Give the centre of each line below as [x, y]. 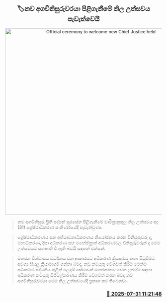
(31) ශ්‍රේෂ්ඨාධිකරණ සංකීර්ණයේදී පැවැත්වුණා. [60, 227]
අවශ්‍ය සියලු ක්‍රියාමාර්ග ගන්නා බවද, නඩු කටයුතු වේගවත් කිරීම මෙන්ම [82, 264]
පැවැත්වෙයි [83, 19]
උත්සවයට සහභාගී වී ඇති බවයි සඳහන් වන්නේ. [61, 248]
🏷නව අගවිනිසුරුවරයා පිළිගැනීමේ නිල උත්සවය [83, 9]
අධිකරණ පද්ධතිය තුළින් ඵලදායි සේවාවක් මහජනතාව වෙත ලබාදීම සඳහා [85, 269]
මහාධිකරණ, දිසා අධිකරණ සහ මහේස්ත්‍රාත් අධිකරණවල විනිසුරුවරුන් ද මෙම [89, 242]
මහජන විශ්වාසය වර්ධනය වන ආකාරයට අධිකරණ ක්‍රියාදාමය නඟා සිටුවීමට [86, 258]
